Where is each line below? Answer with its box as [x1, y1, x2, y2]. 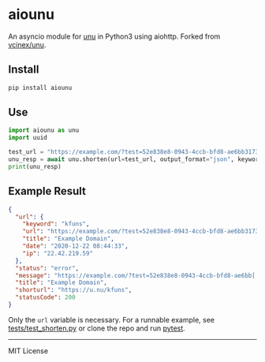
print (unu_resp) [8, 162, 62, 170]
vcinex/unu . [8, 39, 47, 49]
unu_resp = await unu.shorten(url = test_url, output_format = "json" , [8, 155, 235, 163]
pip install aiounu [8, 84, 73, 91]
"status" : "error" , [15, 264, 80, 272]
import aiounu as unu [8, 126, 80, 135]
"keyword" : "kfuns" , [22, 220, 90, 228]
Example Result [8, 185, 87, 198]
